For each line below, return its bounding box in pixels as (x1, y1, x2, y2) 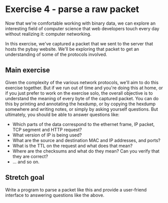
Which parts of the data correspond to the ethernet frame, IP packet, (12, 121, 155, 127)
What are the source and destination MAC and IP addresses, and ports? (12, 137, 160, 143)
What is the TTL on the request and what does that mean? (12, 143, 133, 149)
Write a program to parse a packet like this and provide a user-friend (5, 186, 147, 192)
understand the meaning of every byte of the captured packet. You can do (5, 95, 159, 101)
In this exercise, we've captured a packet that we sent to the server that (5, 40, 153, 46)
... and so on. (12, 159, 40, 165)
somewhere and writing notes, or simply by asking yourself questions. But (5, 106, 158, 112)
